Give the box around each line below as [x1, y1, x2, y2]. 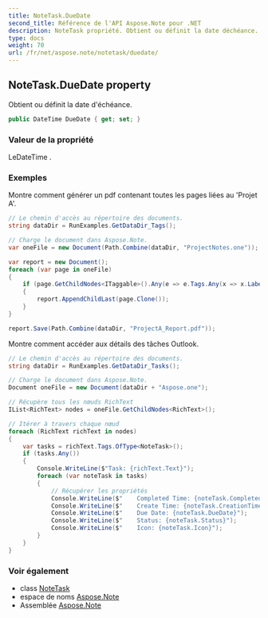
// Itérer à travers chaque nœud [8, 420, 120, 428]
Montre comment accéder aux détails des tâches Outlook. [8, 339, 199, 349]
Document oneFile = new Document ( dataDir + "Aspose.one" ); [8, 384, 209, 392]
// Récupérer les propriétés [50, 487, 148, 495]
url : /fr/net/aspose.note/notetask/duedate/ [8, 49, 159, 57]
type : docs [8, 34, 45, 42]
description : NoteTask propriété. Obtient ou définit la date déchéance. [8, 26, 259, 34]
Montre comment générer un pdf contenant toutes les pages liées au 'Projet [8, 190, 258, 200]
